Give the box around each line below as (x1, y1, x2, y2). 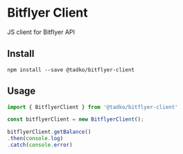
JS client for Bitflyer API (7, 28, 75, 36)
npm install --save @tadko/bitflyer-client (7, 66, 135, 74)
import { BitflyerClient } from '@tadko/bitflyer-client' (7, 103, 178, 110)
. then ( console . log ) (7, 135, 64, 142)
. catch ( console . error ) (7, 142, 73, 148)
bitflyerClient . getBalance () (7, 128, 91, 136)
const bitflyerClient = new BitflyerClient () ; (7, 116, 144, 123)
